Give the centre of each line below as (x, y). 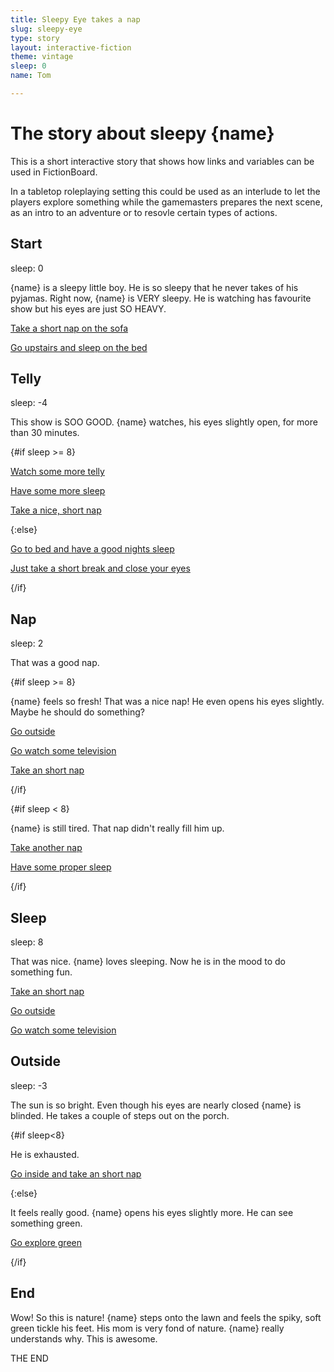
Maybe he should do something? (77, 712)
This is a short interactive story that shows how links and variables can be (162, 161)
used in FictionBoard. (54, 172)
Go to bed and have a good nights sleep (92, 549)
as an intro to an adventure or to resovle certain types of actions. (144, 212)
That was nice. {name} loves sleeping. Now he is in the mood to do (148, 962)
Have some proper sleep (61, 867)
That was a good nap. (55, 663)
